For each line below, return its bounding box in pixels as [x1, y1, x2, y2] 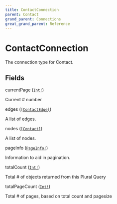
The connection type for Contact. [5, 59, 74, 65]
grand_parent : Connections [5, 16, 61, 21]
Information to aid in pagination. [5, 155, 71, 160]
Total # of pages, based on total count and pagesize [5, 193, 112, 199]
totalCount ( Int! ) [5, 164, 40, 170]
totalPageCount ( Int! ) [5, 184, 51, 190]
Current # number [5, 97, 42, 102]
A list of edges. [5, 116, 36, 122]
